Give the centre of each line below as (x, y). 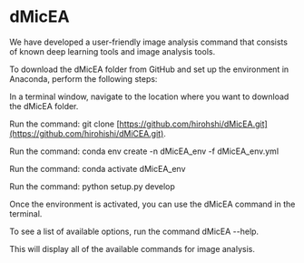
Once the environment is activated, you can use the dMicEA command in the (152, 204)
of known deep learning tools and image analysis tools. (113, 51)
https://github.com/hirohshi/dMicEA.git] (193, 124)
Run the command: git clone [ (64, 124)
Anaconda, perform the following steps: (83, 78)
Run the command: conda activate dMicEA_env (98, 168)
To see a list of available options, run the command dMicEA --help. (134, 231)
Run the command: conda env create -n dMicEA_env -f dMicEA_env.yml (144, 151)
